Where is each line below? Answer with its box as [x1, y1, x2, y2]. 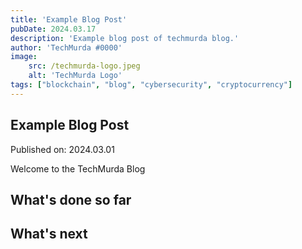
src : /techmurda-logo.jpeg [28, 61, 141, 71]
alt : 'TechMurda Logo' [28, 71, 123, 81]
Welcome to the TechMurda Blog [10, 162, 146, 175]
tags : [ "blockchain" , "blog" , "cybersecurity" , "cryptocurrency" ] [10, 80, 293, 90]
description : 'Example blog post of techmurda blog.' [10, 33, 240, 43]
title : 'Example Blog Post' [10, 14, 128, 25]
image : [10, 52, 38, 62]
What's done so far [10, 191, 132, 208]
